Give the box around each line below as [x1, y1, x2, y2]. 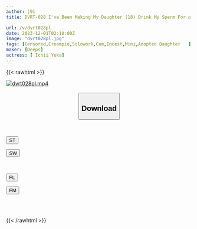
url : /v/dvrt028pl [6, 25, 51, 31]
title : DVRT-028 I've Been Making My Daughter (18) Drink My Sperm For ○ [6, 14, 192, 20]
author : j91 [6, 8, 35, 15]
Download [81, 104, 117, 113]
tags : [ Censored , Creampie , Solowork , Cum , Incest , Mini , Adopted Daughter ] [6, 41, 192, 47]
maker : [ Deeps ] [6, 47, 44, 53]
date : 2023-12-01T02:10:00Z [6, 30, 75, 36]
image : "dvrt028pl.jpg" [6, 36, 65, 42]
